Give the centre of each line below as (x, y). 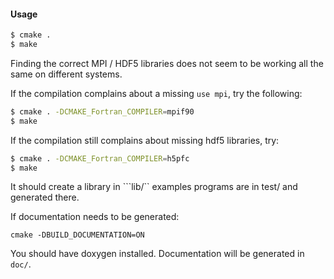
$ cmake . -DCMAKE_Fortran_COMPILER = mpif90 (102, 111)
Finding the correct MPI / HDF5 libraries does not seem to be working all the (167, 63)
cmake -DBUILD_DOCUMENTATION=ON (77, 235)
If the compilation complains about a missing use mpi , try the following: (156, 93)
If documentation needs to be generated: (95, 217)
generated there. (45, 197)
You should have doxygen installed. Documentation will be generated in (157, 254)
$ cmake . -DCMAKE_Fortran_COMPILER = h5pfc (100, 158)
